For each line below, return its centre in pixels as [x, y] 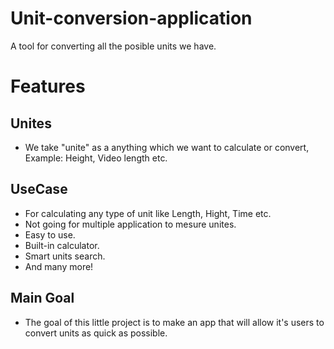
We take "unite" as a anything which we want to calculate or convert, [167, 147]
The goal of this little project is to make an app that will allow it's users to [174, 322]
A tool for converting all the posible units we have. [113, 46]
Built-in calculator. [62, 245]
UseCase [39, 189]
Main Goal [42, 298]
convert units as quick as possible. [96, 333]
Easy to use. [50, 234]
